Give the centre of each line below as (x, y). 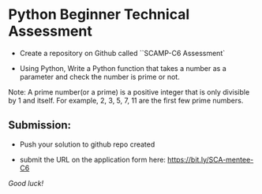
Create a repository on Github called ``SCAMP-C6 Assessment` (122, 53)
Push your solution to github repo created (87, 144)
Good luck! (26, 183)
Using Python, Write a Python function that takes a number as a (123, 68)
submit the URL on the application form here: (92, 159)
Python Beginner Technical (99, 15)
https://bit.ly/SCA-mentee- (210, 159)
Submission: (40, 125)
